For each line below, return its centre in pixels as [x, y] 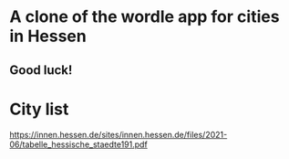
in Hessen [48, 36]
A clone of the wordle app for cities [144, 17]
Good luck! [41, 70]
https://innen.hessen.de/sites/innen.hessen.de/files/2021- [119, 134]
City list [39, 109]
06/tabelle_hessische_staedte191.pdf [78, 144]
